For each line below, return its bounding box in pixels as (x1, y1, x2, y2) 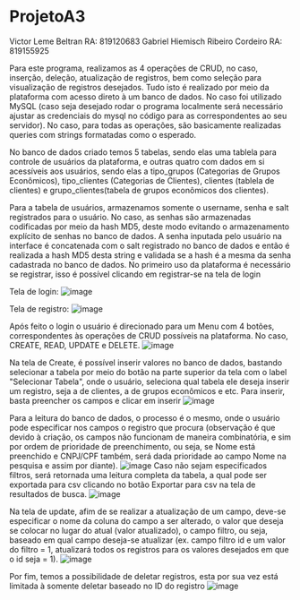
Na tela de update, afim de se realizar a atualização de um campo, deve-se (9, 506, 287, 517)
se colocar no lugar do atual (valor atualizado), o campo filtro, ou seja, (9, 525, 269, 536)
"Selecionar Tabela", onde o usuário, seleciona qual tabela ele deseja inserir (9, 376, 290, 387)
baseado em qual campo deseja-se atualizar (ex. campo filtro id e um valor (9, 535, 287, 545)
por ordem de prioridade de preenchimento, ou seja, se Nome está (9, 441, 256, 451)
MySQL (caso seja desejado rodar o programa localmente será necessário (9, 100, 284, 111)
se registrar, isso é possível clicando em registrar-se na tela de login (9, 269, 261, 279)
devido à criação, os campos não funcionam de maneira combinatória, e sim (9, 432, 292, 442)
